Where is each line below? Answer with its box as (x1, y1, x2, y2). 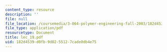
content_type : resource (5, 7, 55, 12)
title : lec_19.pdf (5, 35, 43, 40)
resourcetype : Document (5, 30, 55, 35)
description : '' (5, 12, 39, 17)
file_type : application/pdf (5, 26, 64, 31)
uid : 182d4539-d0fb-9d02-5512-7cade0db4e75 (5, 40, 97, 45)
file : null (5, 16, 28, 21)
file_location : (5, 21, 37, 26)
